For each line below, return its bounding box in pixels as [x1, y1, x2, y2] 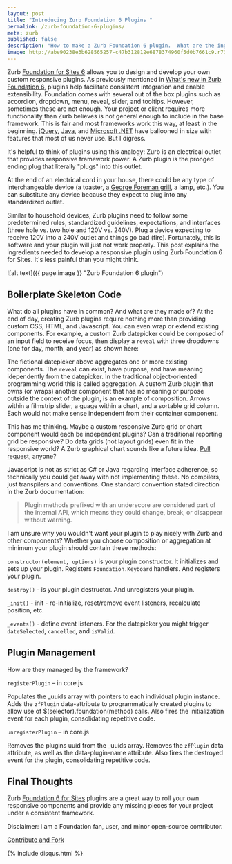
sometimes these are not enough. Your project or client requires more [7, 105, 206, 113]
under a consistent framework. [7, 809, 95, 818]
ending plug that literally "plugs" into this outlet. [7, 162, 143, 170]
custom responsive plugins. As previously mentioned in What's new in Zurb [7, 75, 222, 83]
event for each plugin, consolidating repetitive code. [7, 714, 155, 723]
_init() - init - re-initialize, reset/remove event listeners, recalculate [7, 599, 202, 607]
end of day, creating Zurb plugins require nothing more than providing [7, 315, 206, 323]
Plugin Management [7, 647, 96, 659]
